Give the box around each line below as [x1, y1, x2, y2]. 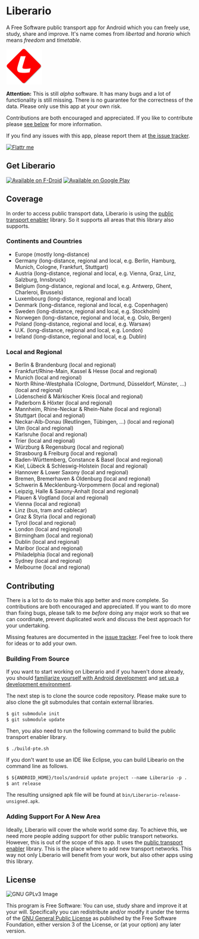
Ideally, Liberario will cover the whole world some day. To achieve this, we [6, 826, 188, 833]
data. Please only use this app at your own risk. [6, 102, 122, 109]
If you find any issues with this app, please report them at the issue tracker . [6, 132, 190, 139]
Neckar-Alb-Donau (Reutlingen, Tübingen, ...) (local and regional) [14, 418, 175, 425]
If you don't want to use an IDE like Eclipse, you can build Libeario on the [6, 756, 184, 763]
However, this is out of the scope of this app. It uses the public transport [6, 838, 183, 846]
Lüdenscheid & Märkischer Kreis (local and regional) [14, 393, 144, 400]
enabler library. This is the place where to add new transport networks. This [6, 845, 192, 852]
